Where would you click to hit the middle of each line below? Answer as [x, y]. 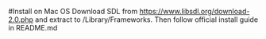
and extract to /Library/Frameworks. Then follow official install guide [147, 19]
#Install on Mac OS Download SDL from [73, 11]
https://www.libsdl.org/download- [195, 11]
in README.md [33, 28]
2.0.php [21, 19]
